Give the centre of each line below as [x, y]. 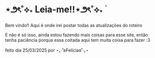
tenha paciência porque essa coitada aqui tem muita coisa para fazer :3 [78, 40]
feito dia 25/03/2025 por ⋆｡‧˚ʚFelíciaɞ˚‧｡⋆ [47, 50]
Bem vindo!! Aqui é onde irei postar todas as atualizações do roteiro [74, 25]
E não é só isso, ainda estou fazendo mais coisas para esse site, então [77, 35]
